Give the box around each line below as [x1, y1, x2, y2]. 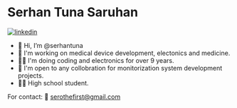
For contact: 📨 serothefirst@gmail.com [7, 92, 121, 101]
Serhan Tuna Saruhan [7, 4, 139, 20]
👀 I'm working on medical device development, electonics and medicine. [17, 49, 231, 57]
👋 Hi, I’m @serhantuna [17, 41, 83, 49]
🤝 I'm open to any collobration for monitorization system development [17, 64, 223, 72]
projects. [17, 71, 44, 80]
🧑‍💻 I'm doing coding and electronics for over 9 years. [17, 56, 174, 64]
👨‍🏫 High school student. [17, 78, 89, 87]
